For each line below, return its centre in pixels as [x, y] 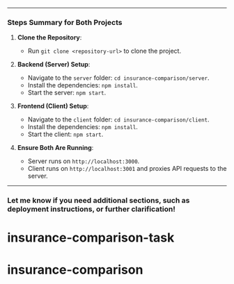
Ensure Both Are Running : [55, 148]
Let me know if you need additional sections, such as [99, 201]
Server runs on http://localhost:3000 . [84, 161]
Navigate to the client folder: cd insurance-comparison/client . [119, 119]
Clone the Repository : [49, 37]
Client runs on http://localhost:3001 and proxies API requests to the [127, 169]
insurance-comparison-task [91, 238]
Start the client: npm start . [65, 134]
